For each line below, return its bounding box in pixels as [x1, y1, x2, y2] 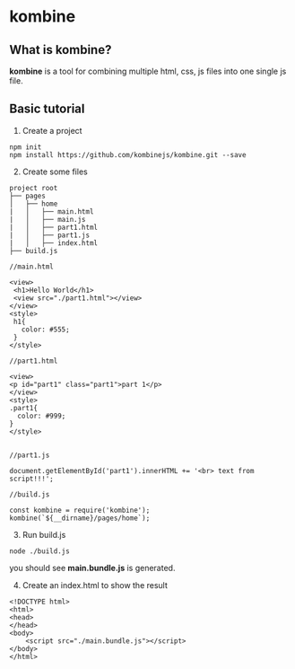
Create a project [22, 125, 82, 136]
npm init [9, 142, 42, 152]
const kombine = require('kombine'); [9, 506, 151, 515]
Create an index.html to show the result [22, 579, 169, 590]
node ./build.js [9, 546, 70, 556]
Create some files [22, 166, 88, 177]
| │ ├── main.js [9, 215, 87, 224]
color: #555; [21, 325, 70, 334]
